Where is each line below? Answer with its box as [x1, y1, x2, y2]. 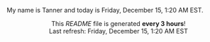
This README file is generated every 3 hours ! [51, 20, 186, 27]
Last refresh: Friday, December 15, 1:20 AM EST [48, 27, 189, 35]
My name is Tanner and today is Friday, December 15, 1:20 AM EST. [6, 6, 204, 14]
